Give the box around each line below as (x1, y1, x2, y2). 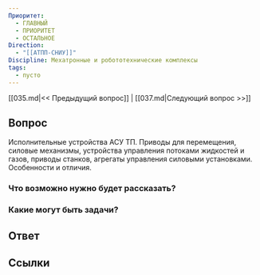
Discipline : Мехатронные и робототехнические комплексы (8, 57, 198, 65)
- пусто (15, 71, 41, 79)
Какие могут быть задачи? (8, 205, 119, 216)
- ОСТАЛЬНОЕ (15, 34, 56, 42)
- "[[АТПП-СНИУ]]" (15, 49, 77, 57)
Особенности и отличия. (8, 163, 92, 173)
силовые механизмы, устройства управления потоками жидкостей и (8, 145, 245, 156)
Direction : (8, 42, 45, 50)
